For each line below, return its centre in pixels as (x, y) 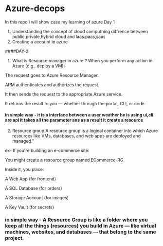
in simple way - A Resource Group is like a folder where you (77, 220)
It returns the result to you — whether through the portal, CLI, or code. (75, 103)
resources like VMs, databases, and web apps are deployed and (76, 136)
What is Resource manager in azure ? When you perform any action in (82, 60)
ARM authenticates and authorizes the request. (52, 85)
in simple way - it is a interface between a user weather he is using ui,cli (79, 114)
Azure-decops (35, 9)
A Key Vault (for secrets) (30, 207)
